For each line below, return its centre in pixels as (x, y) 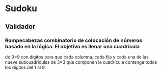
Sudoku (21, 9)
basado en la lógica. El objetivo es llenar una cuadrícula (72, 46)
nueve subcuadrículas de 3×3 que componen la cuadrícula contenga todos (81, 62)
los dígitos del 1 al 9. (26, 67)
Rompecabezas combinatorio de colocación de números (74, 40)
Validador (20, 27)
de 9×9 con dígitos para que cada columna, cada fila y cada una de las (77, 57)
